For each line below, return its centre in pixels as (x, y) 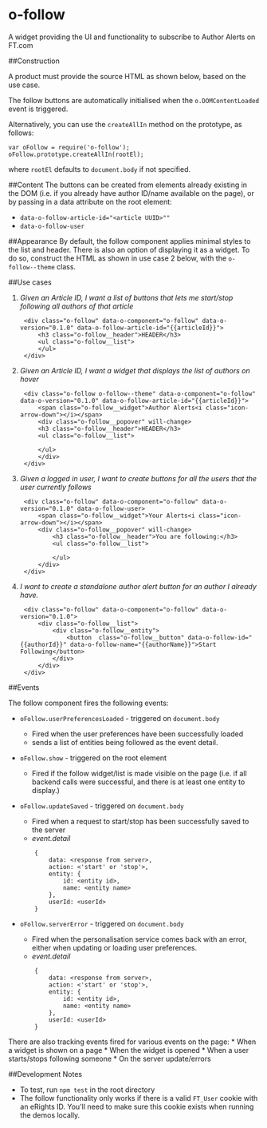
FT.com (21, 45)
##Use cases (30, 282)
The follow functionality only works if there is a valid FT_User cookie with (139, 1098)
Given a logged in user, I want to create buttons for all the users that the (138, 478)
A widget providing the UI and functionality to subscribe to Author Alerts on (132, 37)
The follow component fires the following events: (88, 703)
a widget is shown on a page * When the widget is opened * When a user (129, 1050)
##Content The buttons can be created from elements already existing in (128, 185)
